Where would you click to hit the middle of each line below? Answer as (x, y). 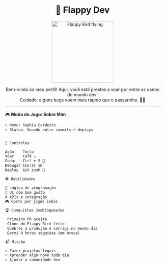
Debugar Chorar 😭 (24, 166)
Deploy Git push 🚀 (25, 170)
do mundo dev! (82, 94)
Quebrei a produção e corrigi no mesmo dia (52, 228)
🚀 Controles (17, 143)
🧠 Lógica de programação (30, 188)
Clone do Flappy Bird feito (36, 224)
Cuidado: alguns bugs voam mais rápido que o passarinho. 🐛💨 (82, 100)
